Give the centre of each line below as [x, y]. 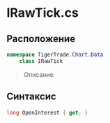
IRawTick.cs [43, 13]
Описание [38, 74]
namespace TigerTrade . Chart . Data [55, 55]
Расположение [41, 39]
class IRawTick [41, 61]
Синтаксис [31, 97]
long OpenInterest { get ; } [47, 113]
